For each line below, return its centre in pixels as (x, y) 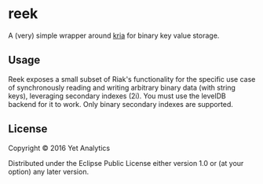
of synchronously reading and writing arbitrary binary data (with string (122, 87)
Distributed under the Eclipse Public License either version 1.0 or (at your (126, 163)
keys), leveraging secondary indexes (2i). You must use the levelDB (117, 96)
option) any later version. (48, 171)
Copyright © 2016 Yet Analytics (59, 148)
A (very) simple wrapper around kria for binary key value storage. (114, 35)
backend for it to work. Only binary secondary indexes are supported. (121, 104)
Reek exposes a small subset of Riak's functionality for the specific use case (132, 79)
